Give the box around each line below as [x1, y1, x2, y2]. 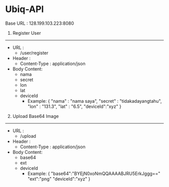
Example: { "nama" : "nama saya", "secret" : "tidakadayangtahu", [27, 98, 162, 104]
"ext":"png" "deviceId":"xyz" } [27, 175, 91, 182]
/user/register [20, 49, 49, 56]
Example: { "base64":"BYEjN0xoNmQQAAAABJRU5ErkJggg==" [27, 170, 160, 176]
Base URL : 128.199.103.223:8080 [5, 20, 74, 26]
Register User [12, 30, 41, 36]
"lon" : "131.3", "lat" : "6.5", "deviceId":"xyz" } [27, 103, 122, 109]
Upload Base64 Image [12, 113, 59, 119]
